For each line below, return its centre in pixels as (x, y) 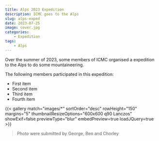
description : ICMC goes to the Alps (42, 14)
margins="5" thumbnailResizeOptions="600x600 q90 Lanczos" (69, 114)
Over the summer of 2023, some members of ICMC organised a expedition (80, 59)
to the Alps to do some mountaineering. (44, 65)
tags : (10, 41)
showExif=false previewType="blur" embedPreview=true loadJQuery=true (79, 119)
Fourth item (24, 99)
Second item (25, 88)
